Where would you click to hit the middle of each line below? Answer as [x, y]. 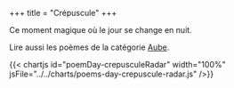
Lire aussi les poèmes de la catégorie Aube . [89, 47]
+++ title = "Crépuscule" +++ [63, 13]
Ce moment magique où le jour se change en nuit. [101, 30]
